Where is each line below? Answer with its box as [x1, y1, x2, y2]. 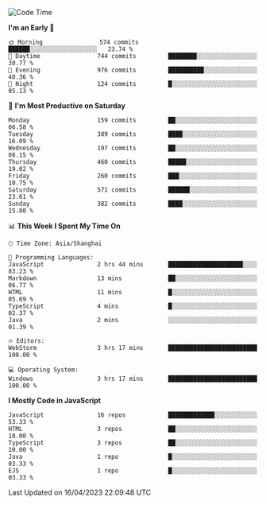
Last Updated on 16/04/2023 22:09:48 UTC [8, 488, 152, 497]
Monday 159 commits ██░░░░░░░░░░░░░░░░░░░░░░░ [8, 116, 258, 124]
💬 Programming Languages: [8, 254, 94, 262]
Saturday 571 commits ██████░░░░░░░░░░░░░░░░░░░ [8, 186, 258, 194]
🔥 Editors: [8, 337, 45, 345]
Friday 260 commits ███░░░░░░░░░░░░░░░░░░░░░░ [8, 172, 258, 180]
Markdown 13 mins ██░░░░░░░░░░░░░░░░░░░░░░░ [8, 274, 258, 282]
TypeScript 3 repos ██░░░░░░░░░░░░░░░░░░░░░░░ [8, 439, 258, 447]
